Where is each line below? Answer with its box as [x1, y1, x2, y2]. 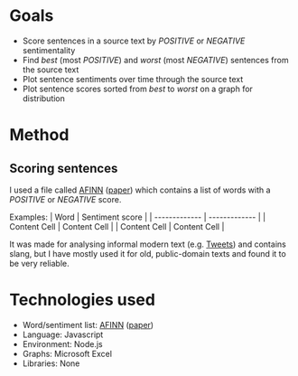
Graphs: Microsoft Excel [22, 348, 113, 359]
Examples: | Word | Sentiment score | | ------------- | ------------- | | [9, 211, 266, 222]
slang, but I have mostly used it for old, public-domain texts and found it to [9, 248, 286, 258]
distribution [22, 92, 66, 104]
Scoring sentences [9, 160, 118, 176]
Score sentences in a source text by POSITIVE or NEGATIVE [22, 35, 246, 46]
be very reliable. [9, 258, 70, 268]
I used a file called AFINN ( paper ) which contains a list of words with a [9, 184, 271, 195]
